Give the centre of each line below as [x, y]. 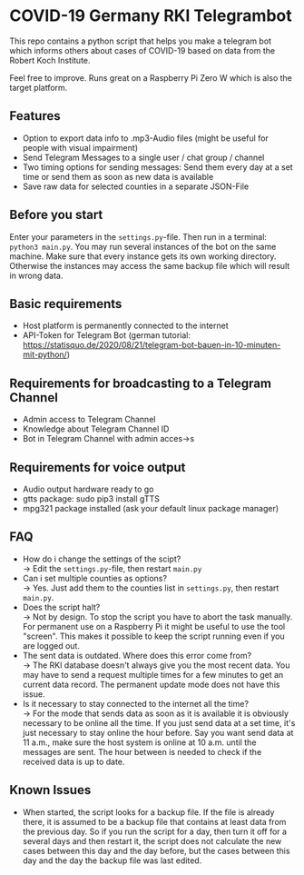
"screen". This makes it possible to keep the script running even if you [153, 636]
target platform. [39, 87]
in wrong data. [36, 275]
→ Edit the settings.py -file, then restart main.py [112, 568]
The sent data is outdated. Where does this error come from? [137, 655]
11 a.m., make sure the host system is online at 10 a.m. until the [139, 742]
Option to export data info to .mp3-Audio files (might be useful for [146, 138]
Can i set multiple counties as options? [95, 578]
